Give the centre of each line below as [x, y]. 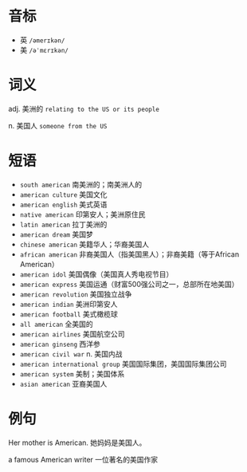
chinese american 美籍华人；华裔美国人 [84, 244]
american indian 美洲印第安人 [69, 304]
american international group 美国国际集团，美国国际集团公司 [123, 364]
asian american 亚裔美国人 [63, 383]
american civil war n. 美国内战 [71, 354]
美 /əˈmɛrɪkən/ [44, 49]
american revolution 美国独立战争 [76, 294]
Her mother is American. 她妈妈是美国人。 [77, 442]
